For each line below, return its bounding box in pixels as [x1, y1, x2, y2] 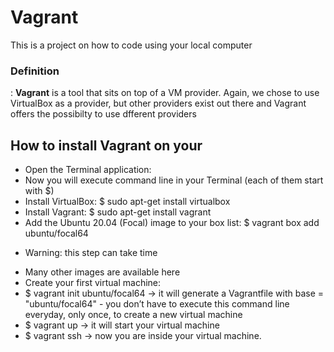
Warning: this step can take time [24, 247, 158, 259]
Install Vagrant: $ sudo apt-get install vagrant [24, 206, 212, 218]
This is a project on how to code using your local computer [10, 39, 253, 51]
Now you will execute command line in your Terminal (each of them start [24, 174, 324, 186]
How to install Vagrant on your [10, 137, 203, 154]
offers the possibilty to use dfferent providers [10, 108, 197, 120]
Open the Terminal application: [24, 164, 152, 176]
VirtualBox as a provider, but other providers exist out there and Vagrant [10, 97, 307, 110]
